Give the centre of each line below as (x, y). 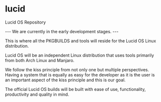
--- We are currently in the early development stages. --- (62, 31)
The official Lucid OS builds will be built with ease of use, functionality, (75, 89)
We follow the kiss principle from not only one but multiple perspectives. (77, 70)
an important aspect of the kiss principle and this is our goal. (65, 80)
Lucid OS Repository (25, 22)
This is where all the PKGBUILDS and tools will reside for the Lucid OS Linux (80, 41)
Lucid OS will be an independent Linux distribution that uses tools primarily (80, 55)
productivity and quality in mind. (37, 94)
